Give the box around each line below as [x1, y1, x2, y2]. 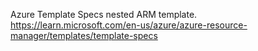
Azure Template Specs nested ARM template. [10, 9, 198, 20]
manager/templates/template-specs [10, 30, 158, 41]
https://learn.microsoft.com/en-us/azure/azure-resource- [10, 19, 248, 31]
